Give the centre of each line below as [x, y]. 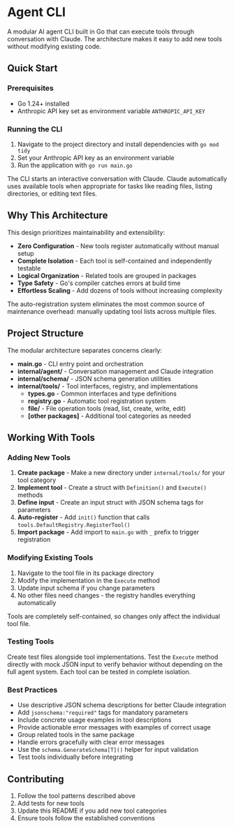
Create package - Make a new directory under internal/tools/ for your [121, 473]
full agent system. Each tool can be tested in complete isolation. [99, 671]
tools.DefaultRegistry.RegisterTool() [74, 525]
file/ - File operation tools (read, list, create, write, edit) [107, 408]
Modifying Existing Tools [50, 558]
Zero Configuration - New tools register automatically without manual [118, 246]
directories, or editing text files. [52, 194]
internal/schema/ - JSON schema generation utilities [94, 379]
